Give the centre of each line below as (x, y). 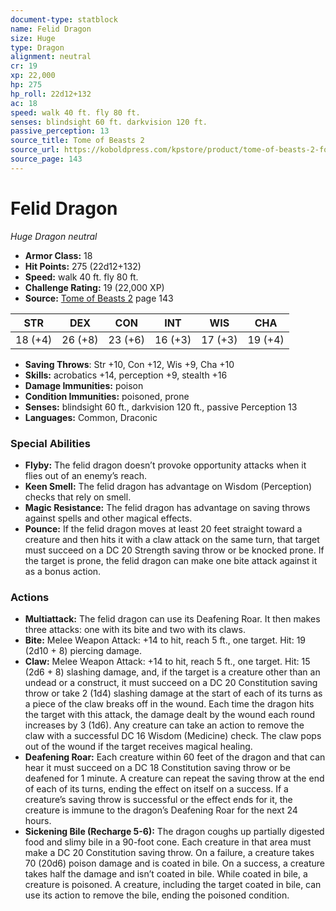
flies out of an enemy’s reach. (85, 475)
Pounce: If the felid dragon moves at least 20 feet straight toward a (163, 528)
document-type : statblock (64, 19)
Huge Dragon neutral (54, 236)
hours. (38, 821)
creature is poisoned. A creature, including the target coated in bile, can (173, 885)
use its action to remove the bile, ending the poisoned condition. (157, 895)
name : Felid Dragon (51, 29)
